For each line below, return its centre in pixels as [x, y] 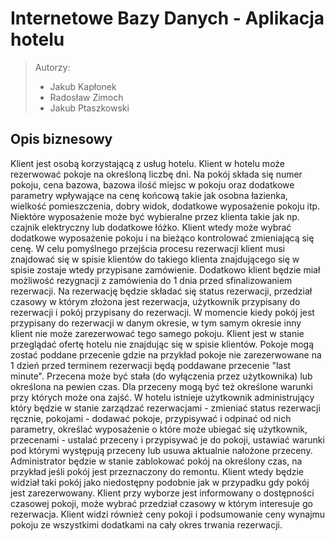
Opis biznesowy [61, 139]
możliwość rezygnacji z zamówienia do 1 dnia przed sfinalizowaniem [151, 280]
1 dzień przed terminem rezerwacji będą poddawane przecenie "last [151, 365]
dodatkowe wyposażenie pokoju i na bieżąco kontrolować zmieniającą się [162, 238]
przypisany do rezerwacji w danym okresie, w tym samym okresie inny [156, 323]
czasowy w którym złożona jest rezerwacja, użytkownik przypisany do [155, 301]
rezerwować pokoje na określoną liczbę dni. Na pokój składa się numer [156, 174]
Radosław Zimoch [86, 97]
